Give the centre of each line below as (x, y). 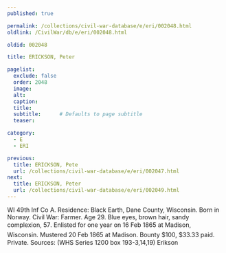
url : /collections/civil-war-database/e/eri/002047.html (97, 171)
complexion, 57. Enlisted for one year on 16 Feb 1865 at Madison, (99, 225)
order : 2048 (31, 82)
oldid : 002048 (27, 45)
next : (15, 177)
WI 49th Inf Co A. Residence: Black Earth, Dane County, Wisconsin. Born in (113, 210)
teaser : (24, 121)
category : (21, 133)
